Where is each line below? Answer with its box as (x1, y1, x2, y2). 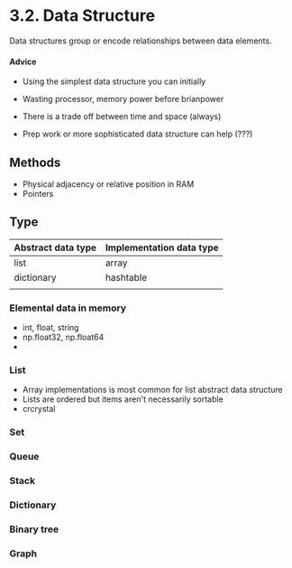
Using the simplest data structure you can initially (22, 76, 206, 87)
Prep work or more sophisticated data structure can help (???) (22, 128, 253, 140)
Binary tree (9, 523, 59, 535)
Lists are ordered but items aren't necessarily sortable (22, 394, 224, 405)
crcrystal (22, 404, 56, 414)
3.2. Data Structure (9, 5, 156, 26)
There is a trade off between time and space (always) (22, 111, 222, 122)
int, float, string (22, 322, 79, 333)
